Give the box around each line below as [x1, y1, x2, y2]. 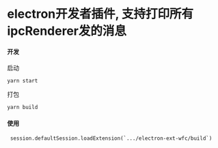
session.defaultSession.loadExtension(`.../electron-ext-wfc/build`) [10, 134, 213, 142]
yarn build [7, 104, 38, 111]
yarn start [7, 78, 38, 85]
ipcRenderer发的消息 [7, 23, 127, 39]
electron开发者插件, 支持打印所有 [7, 6, 194, 22]
